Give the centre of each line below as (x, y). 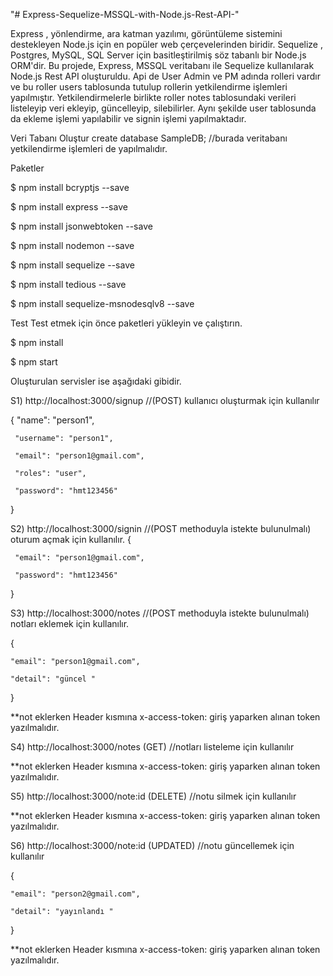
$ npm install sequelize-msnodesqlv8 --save (102, 303)
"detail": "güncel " (53, 679)
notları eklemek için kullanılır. (70, 623)
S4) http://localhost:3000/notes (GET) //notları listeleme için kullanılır (152, 747)
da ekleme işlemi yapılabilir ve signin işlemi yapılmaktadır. (128, 118)
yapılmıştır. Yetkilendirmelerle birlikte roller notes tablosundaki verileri (153, 97)
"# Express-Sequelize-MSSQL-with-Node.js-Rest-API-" (125, 14)
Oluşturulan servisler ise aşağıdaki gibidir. (96, 381)
